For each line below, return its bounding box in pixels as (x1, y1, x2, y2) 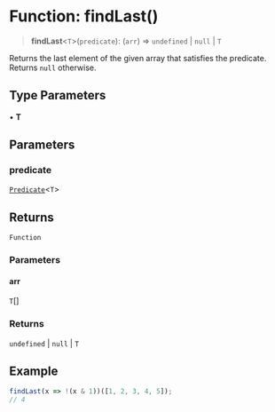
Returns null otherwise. (9, 62, 97, 73)
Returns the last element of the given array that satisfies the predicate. (9, 52, 267, 63)
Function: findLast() (9, 6, 159, 27)
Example (9, 364, 59, 379)
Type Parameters (9, 88, 106, 103)
